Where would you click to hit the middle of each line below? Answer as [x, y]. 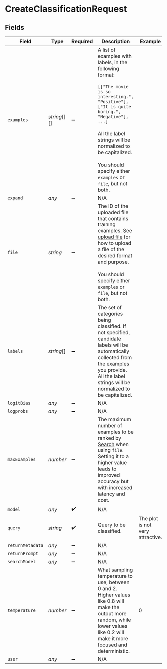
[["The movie [113, 87]
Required [82, 42]
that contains [113, 218]
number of [110, 425]
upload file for [114, 237]
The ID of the [113, 206]
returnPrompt [23, 554]
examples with [115, 56]
